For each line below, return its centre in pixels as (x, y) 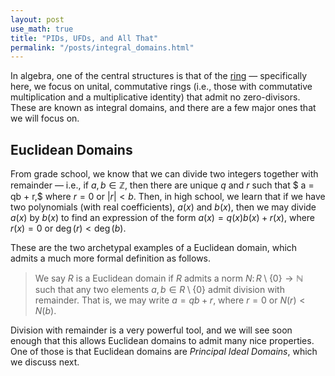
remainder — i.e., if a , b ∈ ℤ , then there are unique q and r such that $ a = (162, 185)
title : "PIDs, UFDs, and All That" (84, 38)
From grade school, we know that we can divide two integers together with (164, 174)
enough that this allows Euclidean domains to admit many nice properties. (162, 341)
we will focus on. (45, 118)
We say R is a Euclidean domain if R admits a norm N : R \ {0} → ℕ (169, 278)
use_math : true (42, 29)
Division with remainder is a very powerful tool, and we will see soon (151, 330)
